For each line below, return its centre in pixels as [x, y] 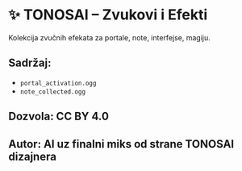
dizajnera [32, 156]
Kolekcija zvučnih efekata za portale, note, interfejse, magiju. [110, 37]
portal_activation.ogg [58, 83]
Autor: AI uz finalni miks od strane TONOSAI [121, 144]
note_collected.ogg [53, 92]
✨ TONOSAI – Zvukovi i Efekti [108, 15]
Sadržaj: [30, 63]
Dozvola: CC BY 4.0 [58, 117]
